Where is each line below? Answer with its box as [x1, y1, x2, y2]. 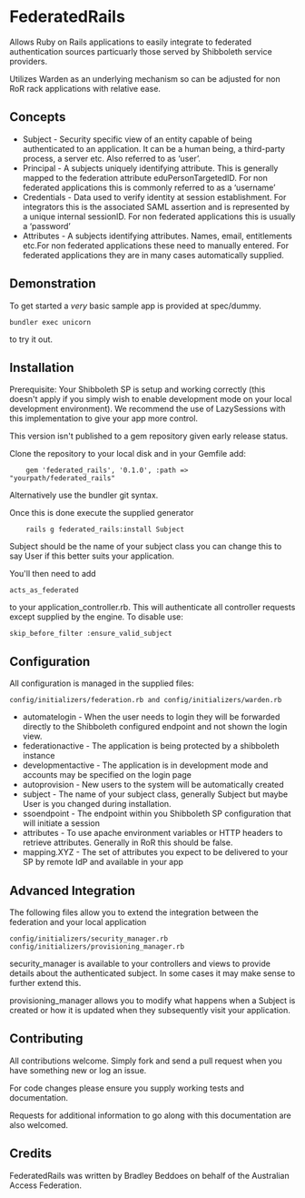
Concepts [9, 109, 66, 125]
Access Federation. [9, 1180, 82, 1191]
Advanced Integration [9, 882, 136, 898]
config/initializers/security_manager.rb [9, 934, 169, 943]
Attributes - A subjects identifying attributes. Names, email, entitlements [22, 230, 292, 241]
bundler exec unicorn [9, 317, 92, 327]
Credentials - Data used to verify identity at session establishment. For [22, 191, 287, 202]
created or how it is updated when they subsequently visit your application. [9, 1005, 290, 1015]
